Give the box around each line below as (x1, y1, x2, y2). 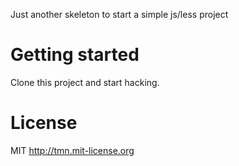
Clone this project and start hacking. (10, 76, 160, 88)
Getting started (10, 44, 140, 66)
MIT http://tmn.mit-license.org (10, 144, 135, 156)
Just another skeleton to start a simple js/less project (10, 9, 229, 20)
